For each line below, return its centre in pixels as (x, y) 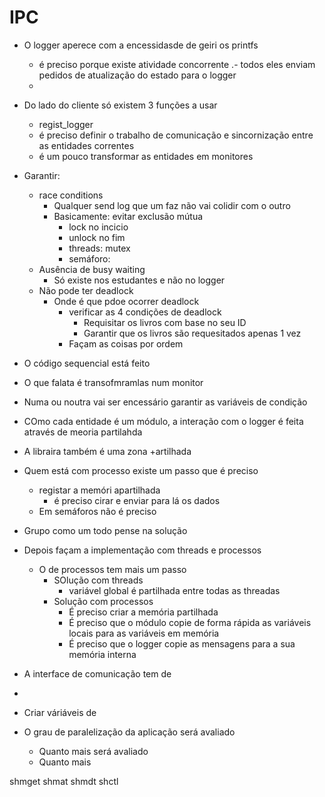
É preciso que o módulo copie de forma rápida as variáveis (190, 622)
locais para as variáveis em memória (144, 633)
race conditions (71, 195)
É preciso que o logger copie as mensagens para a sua (182, 643)
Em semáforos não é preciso (97, 511)
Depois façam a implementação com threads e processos (142, 550)
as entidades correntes (86, 145)
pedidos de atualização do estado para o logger (137, 75)
